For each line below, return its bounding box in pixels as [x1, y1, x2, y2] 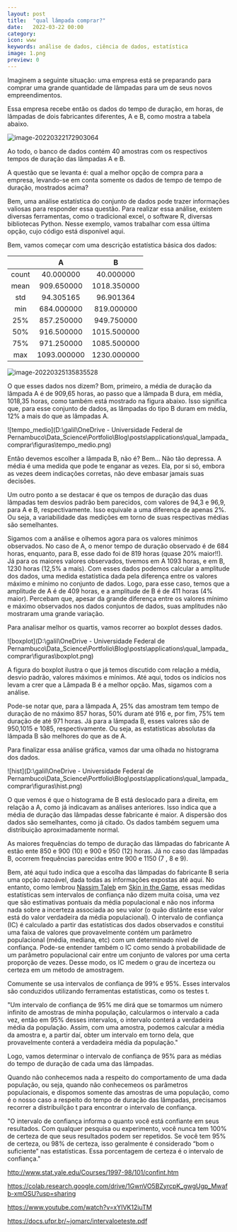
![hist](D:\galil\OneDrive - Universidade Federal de [7, 767, 154, 775]
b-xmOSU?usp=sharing [7, 1189, 76, 1197]
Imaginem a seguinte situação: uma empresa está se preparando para [7, 76, 212, 84]
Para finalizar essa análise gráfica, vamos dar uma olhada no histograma [7, 745, 219, 754]
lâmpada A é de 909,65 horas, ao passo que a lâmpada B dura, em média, [7, 389, 224, 397]
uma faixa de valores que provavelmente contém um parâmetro [7, 928, 192, 936]
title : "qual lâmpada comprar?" [7, 17, 106, 24]
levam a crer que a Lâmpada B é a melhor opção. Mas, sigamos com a [7, 680, 212, 689]
